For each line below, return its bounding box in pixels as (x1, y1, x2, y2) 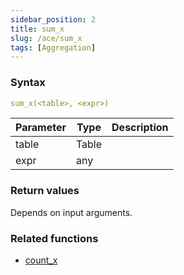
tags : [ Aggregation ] (10, 42, 97, 53)
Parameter (15, 121, 67, 135)
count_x (24, 254, 58, 266)
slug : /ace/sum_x (10, 33, 83, 43)
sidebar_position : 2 (10, 14, 97, 25)
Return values (10, 184, 80, 198)
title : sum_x (10, 24, 65, 34)
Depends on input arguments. (10, 206, 133, 218)
